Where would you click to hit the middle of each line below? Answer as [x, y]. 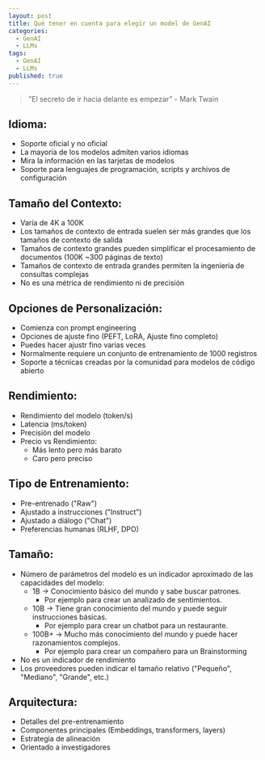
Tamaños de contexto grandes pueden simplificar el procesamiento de [138, 249]
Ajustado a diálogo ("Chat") [66, 520]
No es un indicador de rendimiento [78, 660]
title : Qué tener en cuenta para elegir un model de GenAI [110, 23]
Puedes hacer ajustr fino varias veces [83, 345]
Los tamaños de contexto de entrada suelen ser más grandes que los [135, 232]
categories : [28, 31]
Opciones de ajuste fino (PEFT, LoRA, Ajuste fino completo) [119, 337]
